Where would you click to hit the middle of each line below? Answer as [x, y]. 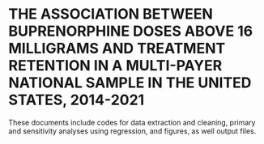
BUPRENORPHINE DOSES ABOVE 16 [131, 31]
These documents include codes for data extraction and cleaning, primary [132, 122]
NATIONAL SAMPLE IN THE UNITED [130, 83]
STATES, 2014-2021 [77, 100]
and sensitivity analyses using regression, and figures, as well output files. [132, 131]
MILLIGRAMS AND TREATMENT [117, 49]
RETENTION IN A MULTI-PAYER [115, 66]
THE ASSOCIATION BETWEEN [111, 14]
